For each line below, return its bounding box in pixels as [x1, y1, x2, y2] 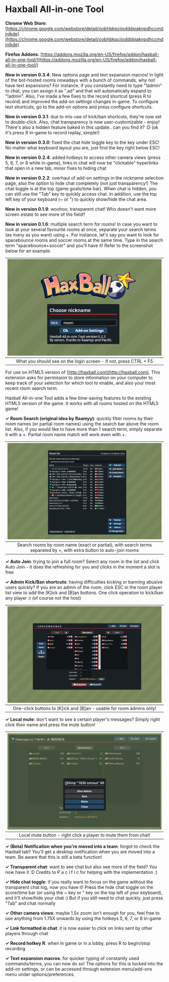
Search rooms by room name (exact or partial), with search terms [17, 542, 152, 548]
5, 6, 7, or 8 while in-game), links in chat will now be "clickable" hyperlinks [5, 159, 158, 166]
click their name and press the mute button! [5, 722, 96, 728]
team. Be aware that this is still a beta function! [5, 854, 102, 860]
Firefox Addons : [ [5, 51, 42, 57]
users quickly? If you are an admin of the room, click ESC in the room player [5, 584, 162, 590]
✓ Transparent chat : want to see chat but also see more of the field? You [5, 864, 157, 870]
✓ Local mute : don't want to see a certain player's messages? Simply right [5, 716, 160, 722]
